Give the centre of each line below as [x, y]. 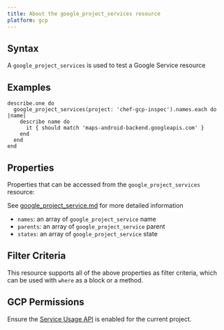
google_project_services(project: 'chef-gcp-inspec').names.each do [115, 110]
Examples [29, 87]
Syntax [23, 49]
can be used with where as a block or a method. [75, 280]
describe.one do [31, 103]
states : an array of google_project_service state [88, 234]
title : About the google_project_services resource [84, 14]
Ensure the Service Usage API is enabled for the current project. [99, 319]
